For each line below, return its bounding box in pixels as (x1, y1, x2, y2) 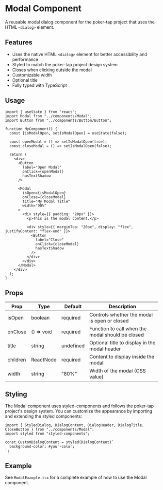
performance (12, 57, 39, 62)
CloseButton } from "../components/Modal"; (5, 427, 95, 432)
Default (64, 303, 82, 310)
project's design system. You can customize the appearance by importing (5, 408, 153, 414)
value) (89, 374, 104, 380)
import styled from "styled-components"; (5, 432, 90, 436)
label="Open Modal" (22, 165, 62, 170)
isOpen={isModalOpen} (22, 190, 66, 195)
